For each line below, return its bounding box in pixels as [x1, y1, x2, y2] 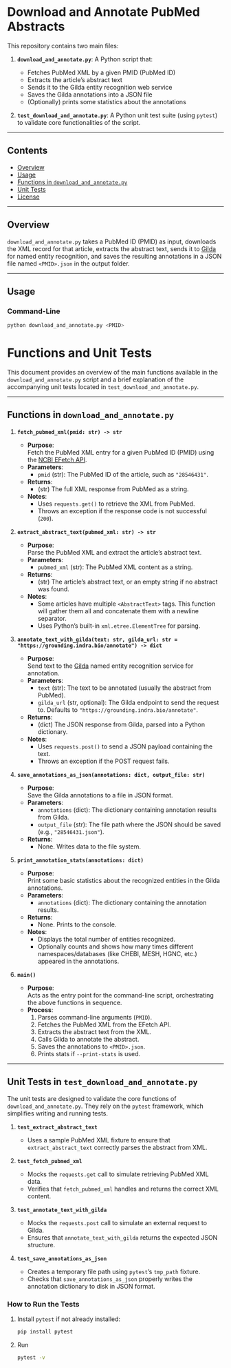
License [16, 192, 40, 201]
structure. [27, 1240, 56, 1249]
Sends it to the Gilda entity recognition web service [27, 83, 173, 91]
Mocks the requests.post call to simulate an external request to [27, 1218, 208, 1227]
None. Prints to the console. [37, 920, 117, 929]
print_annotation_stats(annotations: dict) [16, 857, 144, 864]
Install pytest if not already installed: [16, 1315, 121, 1323]
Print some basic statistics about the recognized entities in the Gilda [27, 876, 220, 884]
